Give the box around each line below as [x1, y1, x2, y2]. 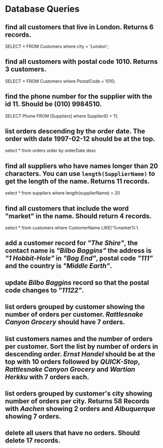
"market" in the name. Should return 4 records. [5, 212, 152, 220]
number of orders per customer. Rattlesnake [5, 310, 143, 319]
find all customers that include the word [5, 204, 129, 213]
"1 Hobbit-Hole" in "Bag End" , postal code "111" [5, 254, 153, 262]
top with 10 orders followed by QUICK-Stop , [5, 358, 140, 366]
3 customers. [5, 65, 47, 74]
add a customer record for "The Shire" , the [5, 239, 138, 247]
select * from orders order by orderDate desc [5, 148, 96, 153]
